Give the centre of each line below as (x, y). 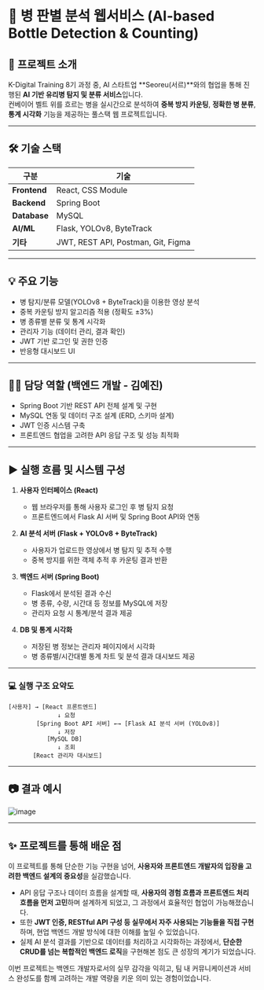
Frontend (29, 190)
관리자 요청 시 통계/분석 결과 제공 (82, 613)
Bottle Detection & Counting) (103, 33)
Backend (29, 203)
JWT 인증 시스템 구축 (52, 425)
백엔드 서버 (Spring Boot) (59, 577)
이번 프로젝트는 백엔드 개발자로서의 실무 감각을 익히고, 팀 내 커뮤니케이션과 (123, 969)
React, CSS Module (92, 190)
